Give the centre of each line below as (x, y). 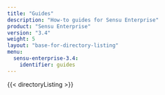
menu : (15, 52)
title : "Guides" (30, 13)
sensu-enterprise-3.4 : (46, 59)
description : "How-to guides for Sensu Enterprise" (83, 20)
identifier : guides (48, 65)
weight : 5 (21, 39)
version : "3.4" (29, 33)
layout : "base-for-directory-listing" (63, 45)
